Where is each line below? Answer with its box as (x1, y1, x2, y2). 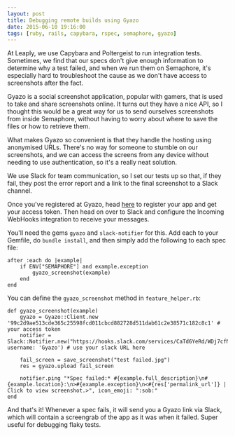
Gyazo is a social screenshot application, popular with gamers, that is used (7, 93, 223, 101)
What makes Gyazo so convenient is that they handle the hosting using (7, 136, 212, 144)
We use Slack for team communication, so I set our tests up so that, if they (7, 172, 222, 180)
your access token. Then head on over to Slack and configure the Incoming (7, 207, 225, 216)
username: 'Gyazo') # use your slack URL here (7, 344, 145, 351)
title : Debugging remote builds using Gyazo (7, 17, 139, 24)
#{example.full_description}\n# (113, 375, 208, 382)
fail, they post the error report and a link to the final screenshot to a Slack (7, 179, 218, 188)
